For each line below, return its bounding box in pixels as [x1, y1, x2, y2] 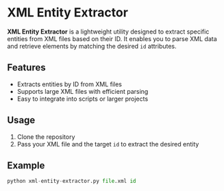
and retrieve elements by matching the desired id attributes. [7, 42, 177, 50]
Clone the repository [16, 132, 75, 141]
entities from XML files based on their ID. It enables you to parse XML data [7, 34, 217, 42]
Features [7, 62, 46, 73]
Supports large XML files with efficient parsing [16, 87, 149, 95]
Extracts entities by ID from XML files [16, 80, 122, 88]
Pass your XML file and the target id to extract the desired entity [16, 140, 199, 148]
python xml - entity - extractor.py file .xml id [7, 178, 136, 185]
